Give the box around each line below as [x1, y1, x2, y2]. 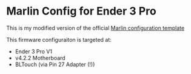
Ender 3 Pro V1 [15, 47, 53, 55]
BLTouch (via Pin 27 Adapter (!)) [15, 61, 95, 68]
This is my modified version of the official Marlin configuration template [6, 24, 185, 32]
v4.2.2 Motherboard [15, 54, 65, 61]
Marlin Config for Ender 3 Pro [6, 4, 156, 18]
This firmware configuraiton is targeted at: [6, 36, 112, 43]
